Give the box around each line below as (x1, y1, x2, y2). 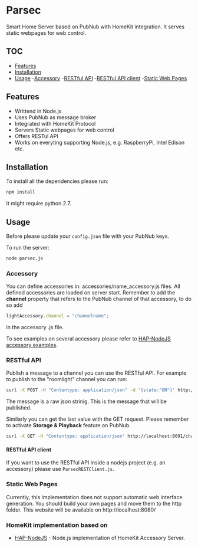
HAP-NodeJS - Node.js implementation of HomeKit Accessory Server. (14, 534, 185, 541)
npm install (6, 189, 35, 195)
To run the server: (6, 244, 50, 251)
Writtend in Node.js (14, 107, 62, 114)
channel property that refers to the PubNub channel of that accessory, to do (6, 296, 192, 303)
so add (6, 302, 23, 309)
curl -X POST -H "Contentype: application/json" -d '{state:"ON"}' (6, 387, 176, 393)
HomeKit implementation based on (6, 520, 108, 529)
